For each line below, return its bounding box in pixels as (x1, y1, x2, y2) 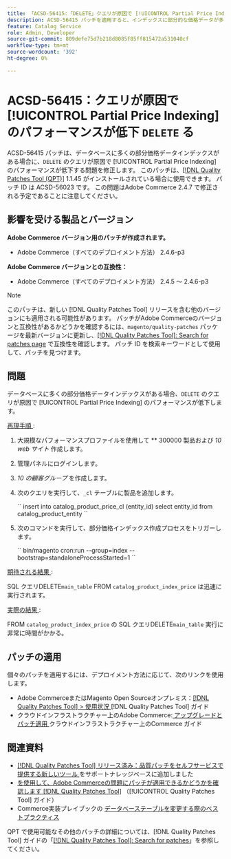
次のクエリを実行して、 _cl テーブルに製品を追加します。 (16, 489, 177, 497)
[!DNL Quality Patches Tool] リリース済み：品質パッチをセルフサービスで (16, 761, 224, 770)
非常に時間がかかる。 (7, 629, 67, 637)
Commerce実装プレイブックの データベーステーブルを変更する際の (16, 804, 206, 812)
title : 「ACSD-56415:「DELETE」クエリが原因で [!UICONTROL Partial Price (7, 10, 212, 17)
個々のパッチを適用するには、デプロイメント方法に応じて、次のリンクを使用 (7, 670, 224, 679)
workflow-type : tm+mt (7, 42, 69, 49)
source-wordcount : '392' (7, 49, 78, 56)
